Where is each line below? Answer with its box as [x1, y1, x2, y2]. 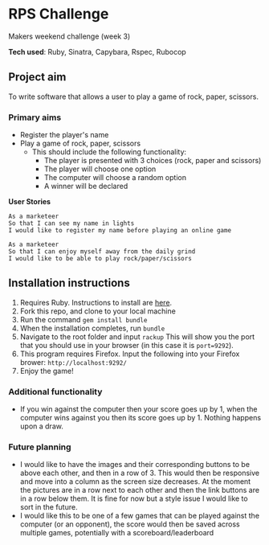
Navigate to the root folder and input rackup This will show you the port [19, 331, 255, 342]
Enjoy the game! [19, 366, 74, 375]
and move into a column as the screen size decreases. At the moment [19, 477, 251, 486]
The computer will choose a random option [43, 173, 187, 182]
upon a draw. [19, 421, 64, 431]
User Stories [8, 197, 51, 207]
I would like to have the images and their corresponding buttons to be [19, 460, 251, 469]
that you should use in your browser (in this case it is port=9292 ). [19, 340, 234, 350]
